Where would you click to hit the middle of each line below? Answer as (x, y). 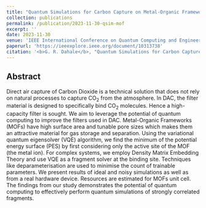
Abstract (24, 77)
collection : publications (39, 18)
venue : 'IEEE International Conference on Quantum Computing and (91, 40)
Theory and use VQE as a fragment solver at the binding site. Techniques (99, 159)
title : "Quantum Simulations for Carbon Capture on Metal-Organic (93, 12)
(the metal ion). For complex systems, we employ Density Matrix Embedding (103, 153)
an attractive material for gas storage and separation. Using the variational (100, 133)
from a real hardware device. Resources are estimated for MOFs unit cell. (99, 179)
